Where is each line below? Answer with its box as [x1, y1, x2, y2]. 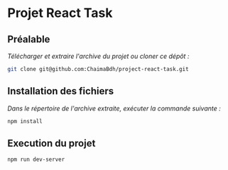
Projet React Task [7, 5, 113, 21]
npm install [7, 118, 43, 125]
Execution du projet [7, 137, 96, 149]
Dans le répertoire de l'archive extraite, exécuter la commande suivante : [7, 104, 222, 113]
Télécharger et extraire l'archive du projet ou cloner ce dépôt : [7, 52, 190, 60]
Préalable [7, 33, 50, 45]
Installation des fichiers [7, 85, 114, 97]
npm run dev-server [7, 156, 65, 164]
